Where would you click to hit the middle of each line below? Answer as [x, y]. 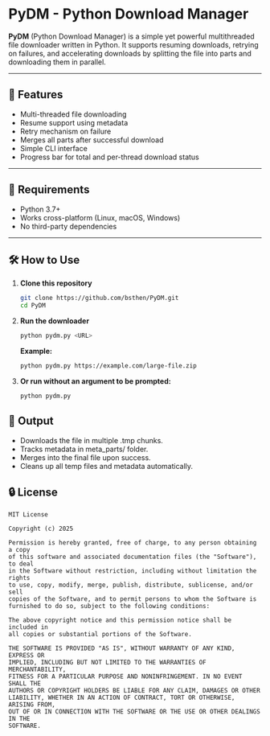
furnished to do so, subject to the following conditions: [109, 606]
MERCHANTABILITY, [37, 670]
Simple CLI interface [54, 148]
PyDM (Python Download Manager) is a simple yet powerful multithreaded [131, 36]
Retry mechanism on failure [65, 131]
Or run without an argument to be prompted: [95, 381]
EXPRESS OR [27, 656]
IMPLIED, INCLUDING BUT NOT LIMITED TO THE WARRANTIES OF [107, 663]
